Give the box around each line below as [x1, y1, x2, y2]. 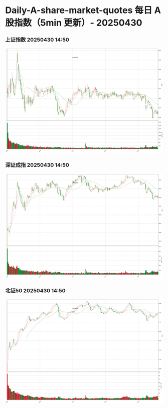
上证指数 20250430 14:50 [5, 36, 69, 43]
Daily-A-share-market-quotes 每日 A [5, 5, 161, 16]
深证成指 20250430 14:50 [5, 161, 69, 168]
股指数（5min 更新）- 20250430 [5, 17, 142, 29]
